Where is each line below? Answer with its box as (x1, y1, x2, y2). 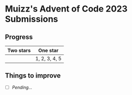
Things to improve (5, 71, 61, 80)
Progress (5, 33, 33, 41)
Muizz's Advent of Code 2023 (5, 3, 128, 14)
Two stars (7, 47, 31, 54)
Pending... (12, 84, 32, 90)
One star (38, 47, 59, 54)
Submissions (5, 14, 58, 25)
